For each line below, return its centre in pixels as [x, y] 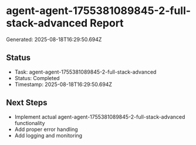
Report [107, 23]
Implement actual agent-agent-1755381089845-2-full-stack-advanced [100, 117]
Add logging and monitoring [48, 135]
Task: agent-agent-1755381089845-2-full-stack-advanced [85, 72]
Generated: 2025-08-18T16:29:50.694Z [54, 39]
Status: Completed [37, 78]
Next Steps [27, 103]
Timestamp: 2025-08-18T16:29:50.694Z [63, 84]
